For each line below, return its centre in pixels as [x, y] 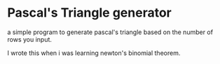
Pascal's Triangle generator [89, 13]
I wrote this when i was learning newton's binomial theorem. [94, 53]
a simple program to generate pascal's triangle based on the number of [110, 32]
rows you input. [30, 39]
